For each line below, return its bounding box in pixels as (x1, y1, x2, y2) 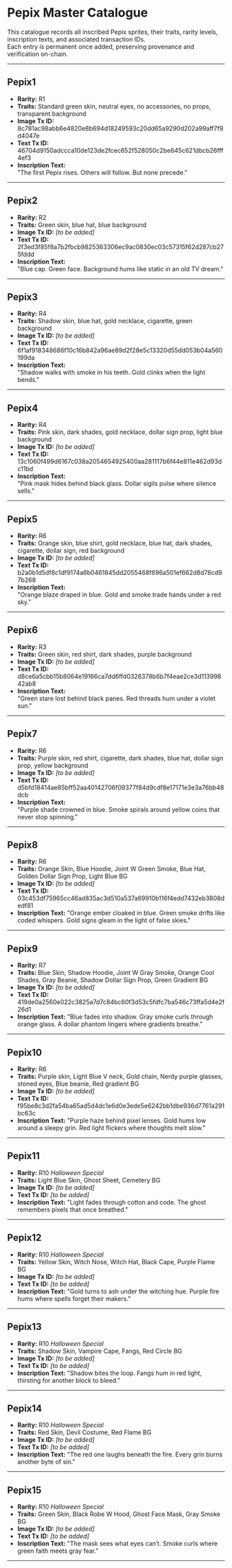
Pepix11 (7, 1150, 40, 1162)
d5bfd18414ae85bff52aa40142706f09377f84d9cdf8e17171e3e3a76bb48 (17, 783, 224, 792)
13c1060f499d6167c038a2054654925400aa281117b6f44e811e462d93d (17, 457, 222, 466)
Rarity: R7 (17, 961, 47, 969)
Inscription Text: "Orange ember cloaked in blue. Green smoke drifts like (17, 909, 225, 918)
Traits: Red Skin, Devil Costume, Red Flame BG (17, 1428, 152, 1437)
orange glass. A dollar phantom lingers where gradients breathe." (17, 1020, 203, 1028)
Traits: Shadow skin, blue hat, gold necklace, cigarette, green (17, 317, 193, 325)
